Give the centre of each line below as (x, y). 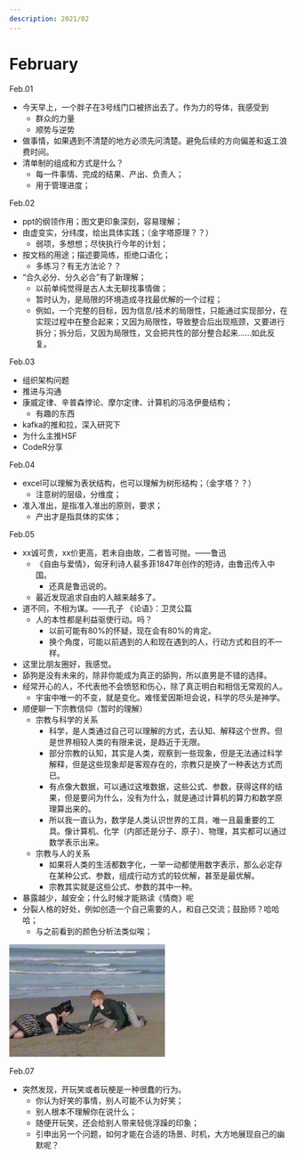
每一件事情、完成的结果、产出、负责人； (109, 174)
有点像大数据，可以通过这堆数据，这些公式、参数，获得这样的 (162, 786)
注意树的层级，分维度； (78, 494)
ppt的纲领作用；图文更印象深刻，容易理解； (102, 221)
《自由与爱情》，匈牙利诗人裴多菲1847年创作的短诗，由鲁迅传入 (151, 563)
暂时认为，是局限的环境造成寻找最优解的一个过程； (129, 299)
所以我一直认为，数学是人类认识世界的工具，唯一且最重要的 (158, 820)
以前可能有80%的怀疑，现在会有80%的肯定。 (132, 630)
